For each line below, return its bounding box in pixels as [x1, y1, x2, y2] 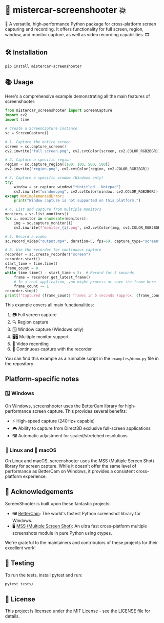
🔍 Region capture [12, 319, 49, 325]
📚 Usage [5, 78, 34, 86]
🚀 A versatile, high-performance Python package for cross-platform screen [5, 21, 157, 26]
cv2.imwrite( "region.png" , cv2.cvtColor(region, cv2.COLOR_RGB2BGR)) [5, 167, 150, 172]
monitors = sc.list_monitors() [5, 212, 69, 217]
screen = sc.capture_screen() [5, 144, 67, 149]
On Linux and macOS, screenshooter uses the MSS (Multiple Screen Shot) [5, 458, 155, 464]
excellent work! [5, 545, 36, 550]
